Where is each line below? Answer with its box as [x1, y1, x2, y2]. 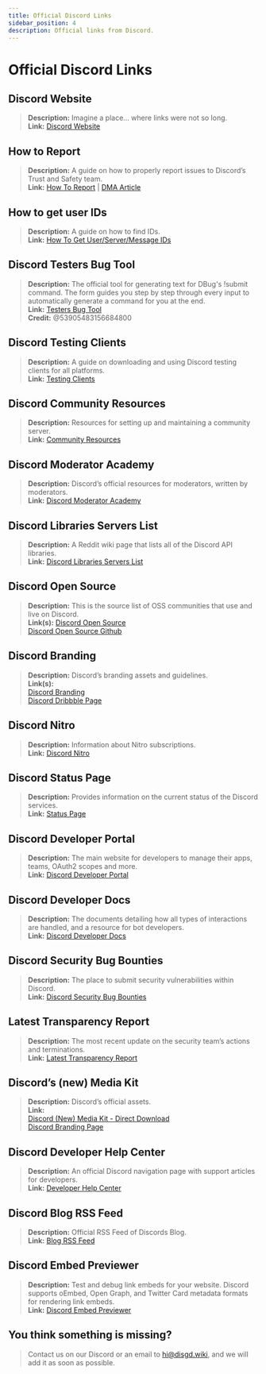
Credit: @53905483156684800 [27, 313, 133, 322]
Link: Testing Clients [27, 374, 95, 384]
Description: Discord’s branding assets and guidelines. [27, 670, 208, 680]
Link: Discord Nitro [27, 748, 90, 758]
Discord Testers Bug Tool [8, 258, 136, 272]
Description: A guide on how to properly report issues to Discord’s [27, 166, 246, 176]
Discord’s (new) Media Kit [8, 1075, 139, 1089]
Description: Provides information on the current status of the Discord [27, 792, 258, 802]
